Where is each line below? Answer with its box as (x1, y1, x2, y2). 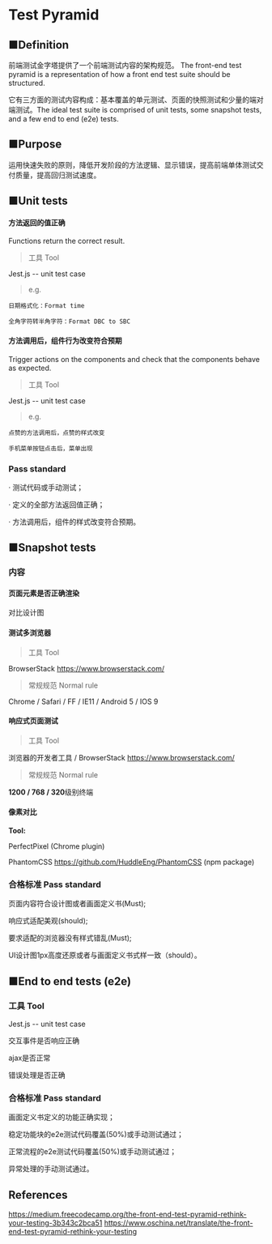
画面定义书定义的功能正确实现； (8, 1112, 115, 1123)
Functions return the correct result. (8, 236, 125, 246)
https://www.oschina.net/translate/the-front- (104, 1218, 253, 1228)
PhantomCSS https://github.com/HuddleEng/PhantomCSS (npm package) (8, 857, 255, 867)
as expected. (8, 363, 52, 373)
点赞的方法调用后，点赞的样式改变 (8, 428, 105, 437)
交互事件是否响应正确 (8, 1036, 79, 1046)
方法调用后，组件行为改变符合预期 (8, 336, 122, 345)
